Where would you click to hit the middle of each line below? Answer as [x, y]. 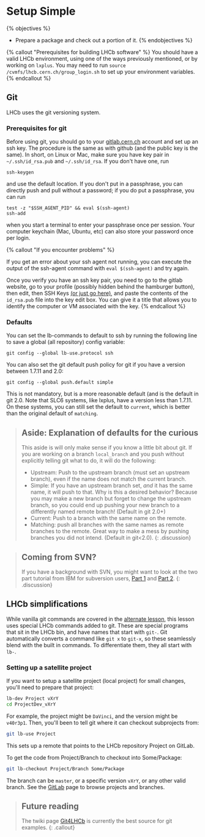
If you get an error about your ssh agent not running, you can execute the [99, 262]
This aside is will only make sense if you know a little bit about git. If [107, 448]
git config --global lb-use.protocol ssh [60, 353]
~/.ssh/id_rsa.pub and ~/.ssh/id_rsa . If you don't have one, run [88, 162]
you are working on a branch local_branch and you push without [103, 454]
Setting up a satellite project [49, 668]
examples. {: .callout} [48, 828]
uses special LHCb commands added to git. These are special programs [97, 625]
